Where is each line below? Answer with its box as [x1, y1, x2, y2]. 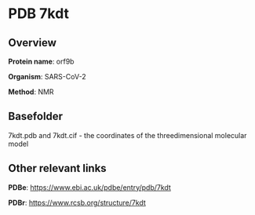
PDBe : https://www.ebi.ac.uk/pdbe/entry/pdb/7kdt [8, 182, 171, 192]
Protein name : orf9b [8, 56, 75, 66]
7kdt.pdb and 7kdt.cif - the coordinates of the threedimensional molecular [8, 130, 247, 140]
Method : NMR [8, 87, 54, 97]
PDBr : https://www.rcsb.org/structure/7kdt [8, 198, 147, 207]
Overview [8, 36, 57, 49]
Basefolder [8, 110, 64, 123]
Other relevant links [8, 162, 107, 175]
